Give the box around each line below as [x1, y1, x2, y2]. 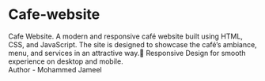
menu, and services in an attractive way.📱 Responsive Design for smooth [8, 48, 246, 57]
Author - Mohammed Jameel [8, 64, 102, 74]
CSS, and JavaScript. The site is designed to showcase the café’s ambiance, [8, 39, 257, 49]
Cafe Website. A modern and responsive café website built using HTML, [8, 31, 244, 41]
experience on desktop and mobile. [8, 57, 124, 66]
